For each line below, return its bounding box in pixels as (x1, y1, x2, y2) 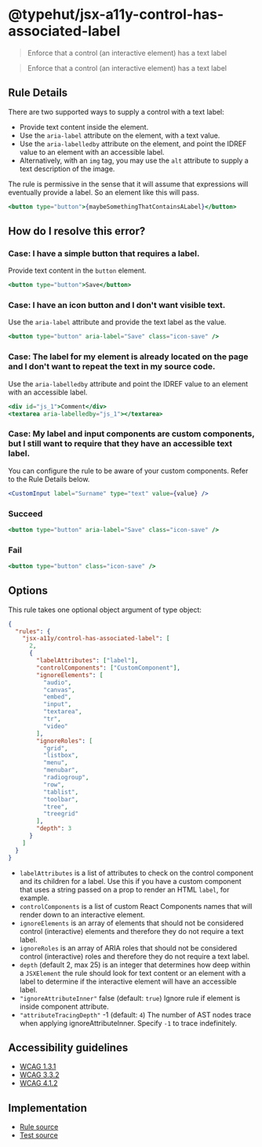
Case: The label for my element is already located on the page (8, 351, 249, 362)
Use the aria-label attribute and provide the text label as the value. (8, 317, 227, 327)
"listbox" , (42, 752, 79, 760)
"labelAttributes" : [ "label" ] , (36, 657, 139, 665)
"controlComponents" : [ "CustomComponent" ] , (36, 664, 180, 672)
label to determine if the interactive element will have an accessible (19, 977, 237, 986)
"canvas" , (42, 686, 76, 694)
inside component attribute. (19, 1002, 110, 1011)
